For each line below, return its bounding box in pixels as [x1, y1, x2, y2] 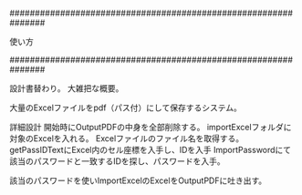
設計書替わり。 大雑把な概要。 [9, 83, 124, 94]
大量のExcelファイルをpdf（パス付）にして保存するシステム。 [9, 102, 242, 113]
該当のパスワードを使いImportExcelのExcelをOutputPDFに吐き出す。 [9, 175, 267, 186]
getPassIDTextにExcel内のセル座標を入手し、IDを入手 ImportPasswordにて [9, 145, 292, 155]
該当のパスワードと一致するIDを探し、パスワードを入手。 [9, 156, 225, 167]
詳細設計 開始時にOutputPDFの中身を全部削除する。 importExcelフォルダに [9, 122, 292, 132]
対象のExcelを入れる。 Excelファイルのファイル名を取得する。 [9, 133, 245, 144]
